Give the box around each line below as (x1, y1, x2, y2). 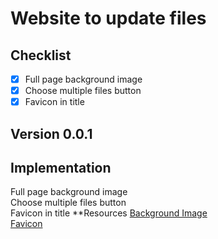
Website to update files (10, 7, 207, 30)
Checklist (10, 47, 72, 64)
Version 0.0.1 (10, 125, 93, 142)
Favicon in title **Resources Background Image (10, 207, 208, 219)
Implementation (10, 159, 112, 176)
